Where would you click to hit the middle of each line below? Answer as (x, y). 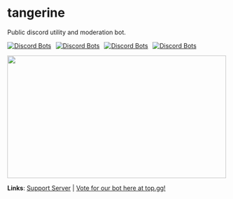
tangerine (36, 13)
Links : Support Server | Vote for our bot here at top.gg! (86, 188)
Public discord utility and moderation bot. (66, 32)
